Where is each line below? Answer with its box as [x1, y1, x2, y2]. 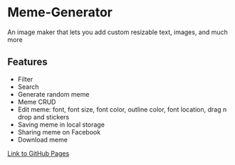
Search [17, 82, 39, 91]
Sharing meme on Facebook [17, 127, 101, 136]
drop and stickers [17, 112, 70, 121]
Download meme [17, 135, 68, 144]
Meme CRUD [17, 97, 56, 106]
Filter [17, 75, 33, 83]
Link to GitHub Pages [7, 149, 70, 157]
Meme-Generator [7, 4, 113, 21]
